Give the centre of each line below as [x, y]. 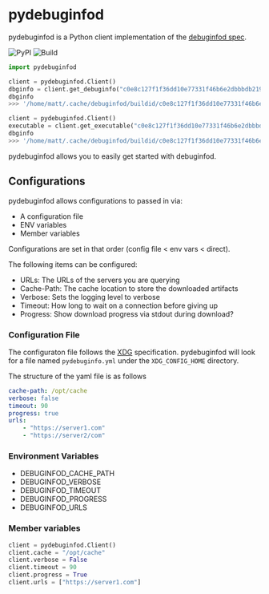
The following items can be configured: [73, 264]
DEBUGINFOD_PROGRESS [63, 499]
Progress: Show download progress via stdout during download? [126, 313]
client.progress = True [48, 575]
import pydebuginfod [43, 67]
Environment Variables [54, 456]
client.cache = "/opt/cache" [57, 552]
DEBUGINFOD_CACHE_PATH [67, 474]
